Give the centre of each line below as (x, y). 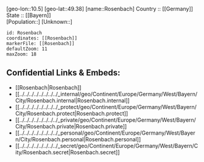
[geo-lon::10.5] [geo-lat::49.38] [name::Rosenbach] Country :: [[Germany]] (100, 9)
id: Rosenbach (24, 33)
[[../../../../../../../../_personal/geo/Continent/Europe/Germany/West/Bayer (105, 133)
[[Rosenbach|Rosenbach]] (48, 87)
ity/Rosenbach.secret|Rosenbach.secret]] (67, 152)
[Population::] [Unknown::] (40, 22)
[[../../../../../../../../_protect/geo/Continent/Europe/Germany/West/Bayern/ (106, 107)
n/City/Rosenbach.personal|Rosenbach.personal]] (78, 139)
